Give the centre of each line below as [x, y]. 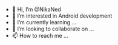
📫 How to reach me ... [40, 36]
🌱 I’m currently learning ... [44, 22]
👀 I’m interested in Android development [62, 16]
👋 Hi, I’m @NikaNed [37, 9]
